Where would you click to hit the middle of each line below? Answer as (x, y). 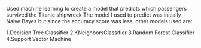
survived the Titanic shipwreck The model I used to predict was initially (94, 15)
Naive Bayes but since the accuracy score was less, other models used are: (99, 21)
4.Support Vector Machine (39, 39)
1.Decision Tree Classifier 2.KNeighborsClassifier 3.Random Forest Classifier (100, 33)
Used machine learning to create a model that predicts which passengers (97, 9)
